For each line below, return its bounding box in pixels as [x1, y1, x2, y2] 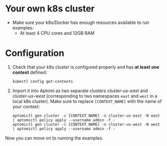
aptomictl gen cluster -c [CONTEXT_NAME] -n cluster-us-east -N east [12, 113, 161, 118]
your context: [12, 103, 40, 110]
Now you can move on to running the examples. [5, 135, 104, 141]
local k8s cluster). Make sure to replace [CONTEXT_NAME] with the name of [12, 98, 162, 104]
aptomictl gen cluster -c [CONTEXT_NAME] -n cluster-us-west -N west [12, 122, 161, 127]
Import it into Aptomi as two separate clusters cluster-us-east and [12, 88, 148, 94]
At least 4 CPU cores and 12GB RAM [19, 30, 95, 36]
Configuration [5, 48, 65, 59]
